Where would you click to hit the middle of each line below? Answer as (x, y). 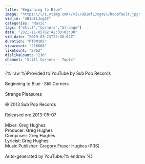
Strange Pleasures (24, 94)
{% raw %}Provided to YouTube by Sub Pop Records (58, 73)
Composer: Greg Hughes (30, 136)
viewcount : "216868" (26, 46)
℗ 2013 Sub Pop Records (31, 104)
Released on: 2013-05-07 (31, 115)
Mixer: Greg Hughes (25, 125)
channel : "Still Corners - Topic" (40, 60)
